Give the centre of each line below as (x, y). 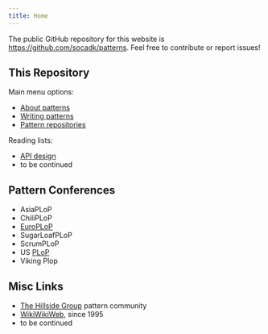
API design (38, 156)
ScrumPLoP (39, 244)
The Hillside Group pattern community (83, 306)
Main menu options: (41, 92)
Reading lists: (31, 140)
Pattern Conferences (62, 190)
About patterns (45, 108)
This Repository (49, 73)
